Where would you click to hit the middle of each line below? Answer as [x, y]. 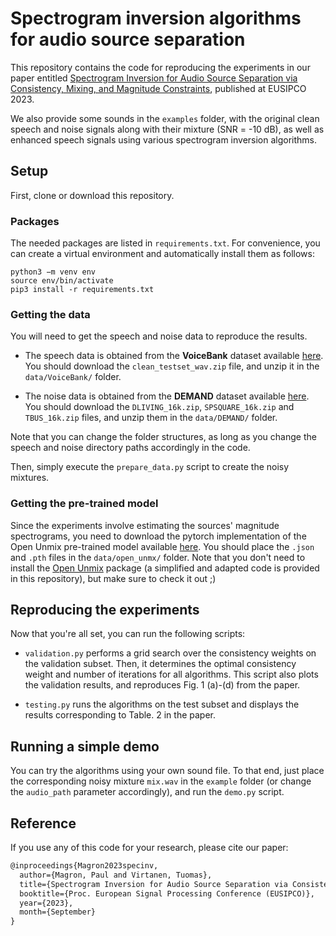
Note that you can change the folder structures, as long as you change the [163, 437]
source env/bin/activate [62, 281]
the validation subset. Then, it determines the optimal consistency [160, 664]
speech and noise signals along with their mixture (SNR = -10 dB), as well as [167, 129]
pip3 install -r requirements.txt [82, 290]
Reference [43, 823]
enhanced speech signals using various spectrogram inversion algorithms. [164, 139]
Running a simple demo [85, 746]
